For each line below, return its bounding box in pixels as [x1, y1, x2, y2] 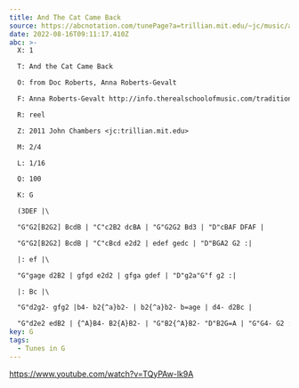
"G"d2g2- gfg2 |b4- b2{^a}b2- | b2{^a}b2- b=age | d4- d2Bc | [17, 303, 253, 312]
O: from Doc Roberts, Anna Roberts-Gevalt [17, 78, 177, 87]
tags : [9, 335, 29, 344]
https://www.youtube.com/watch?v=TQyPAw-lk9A [9, 368, 194, 379]
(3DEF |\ [17, 206, 50, 216]
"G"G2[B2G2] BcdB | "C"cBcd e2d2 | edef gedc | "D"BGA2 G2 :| [17, 238, 253, 247]
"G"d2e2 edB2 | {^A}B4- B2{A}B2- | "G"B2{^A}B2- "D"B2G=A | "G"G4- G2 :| [17, 319, 296, 328]
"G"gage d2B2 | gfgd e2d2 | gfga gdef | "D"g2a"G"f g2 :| [17, 271, 238, 280]
